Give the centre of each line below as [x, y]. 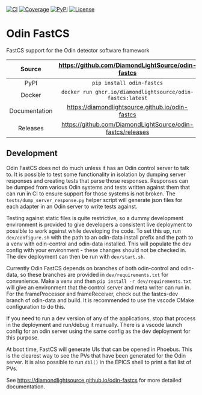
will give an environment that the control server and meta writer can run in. [99, 287]
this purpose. [23, 337]
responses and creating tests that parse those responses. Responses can [97, 180]
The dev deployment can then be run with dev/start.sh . [76, 256]
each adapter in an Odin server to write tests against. [72, 206]
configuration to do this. [36, 306]
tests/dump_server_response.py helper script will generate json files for [94, 200]
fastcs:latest [127, 98]
